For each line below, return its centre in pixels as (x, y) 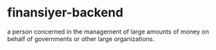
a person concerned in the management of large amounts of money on (108, 32)
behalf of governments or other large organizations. (81, 38)
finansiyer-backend (65, 13)
